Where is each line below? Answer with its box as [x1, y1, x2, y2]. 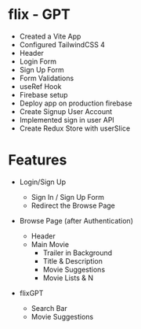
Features [8, 151, 67, 169]
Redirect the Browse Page [31, 201, 116, 210]
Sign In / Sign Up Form [31, 192, 104, 201]
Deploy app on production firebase [19, 98, 132, 108]
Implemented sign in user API [19, 115, 115, 124]
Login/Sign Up [19, 177, 67, 187]
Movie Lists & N [42, 273, 94, 283]
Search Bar [31, 303, 68, 312]
